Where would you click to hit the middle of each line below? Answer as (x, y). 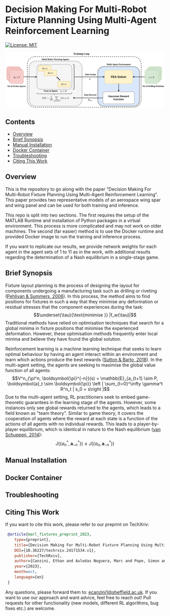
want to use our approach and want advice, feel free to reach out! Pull (78, 597)
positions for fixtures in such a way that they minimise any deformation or (82, 301)
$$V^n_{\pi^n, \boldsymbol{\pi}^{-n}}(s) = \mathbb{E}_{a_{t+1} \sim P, (85, 378)
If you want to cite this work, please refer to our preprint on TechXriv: (77, 524)
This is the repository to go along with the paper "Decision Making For (78, 189)
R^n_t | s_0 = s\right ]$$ (85, 389)
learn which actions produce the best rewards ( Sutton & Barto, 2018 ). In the (84, 359)
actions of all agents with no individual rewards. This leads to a (71, 424)
